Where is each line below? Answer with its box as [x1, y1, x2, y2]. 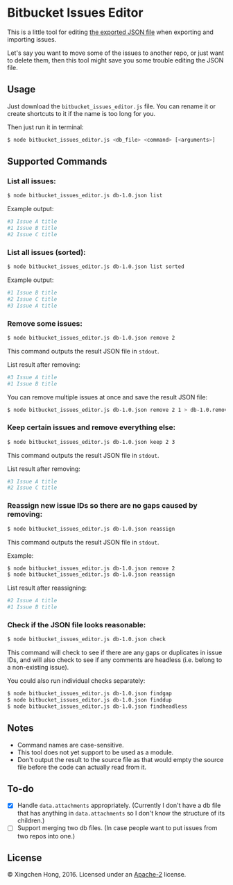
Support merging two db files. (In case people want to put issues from [17, 824, 218, 832]
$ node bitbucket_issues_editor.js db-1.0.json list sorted [7, 263, 185, 270]
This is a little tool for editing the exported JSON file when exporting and [7, 28, 214, 36]
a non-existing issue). [7, 663, 69, 672]
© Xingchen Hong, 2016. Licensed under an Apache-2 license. [7, 870, 187, 879]
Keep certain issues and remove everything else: [7, 422, 175, 432]
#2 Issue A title [7, 597, 58, 604]
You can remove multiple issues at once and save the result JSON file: [7, 392, 208, 401]
